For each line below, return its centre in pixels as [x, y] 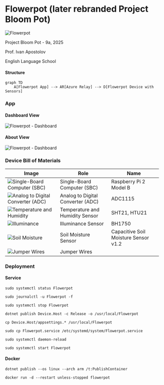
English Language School [31, 61]
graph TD [14, 83]
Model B [121, 187]
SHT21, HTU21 [129, 212]
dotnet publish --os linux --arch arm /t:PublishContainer [66, 369]
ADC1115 [123, 199]
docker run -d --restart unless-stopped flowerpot [58, 378]
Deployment [20, 266]
